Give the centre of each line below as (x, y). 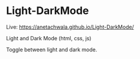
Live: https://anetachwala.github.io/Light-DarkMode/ (70, 27)
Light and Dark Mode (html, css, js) (49, 38)
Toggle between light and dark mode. (52, 49)
